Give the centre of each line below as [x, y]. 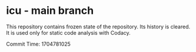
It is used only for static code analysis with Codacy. [68, 32]
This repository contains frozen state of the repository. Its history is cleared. [98, 27]
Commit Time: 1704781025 [38, 44]
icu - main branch [50, 11]
